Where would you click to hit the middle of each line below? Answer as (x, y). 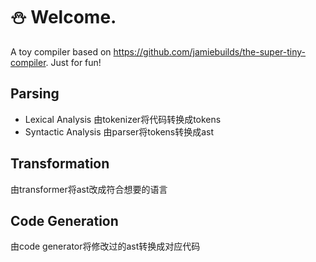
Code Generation (64, 220)
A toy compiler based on (61, 51)
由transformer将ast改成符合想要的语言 (89, 189)
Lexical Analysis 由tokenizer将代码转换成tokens (123, 119)
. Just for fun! (73, 62)
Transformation (60, 164)
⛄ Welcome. (63, 17)
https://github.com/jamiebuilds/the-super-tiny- (210, 51)
